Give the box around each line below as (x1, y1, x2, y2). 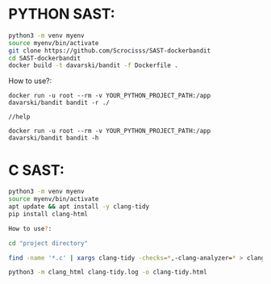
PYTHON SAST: (8, 5, 115, 23)
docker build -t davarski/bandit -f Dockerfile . (8, 61, 179, 69)
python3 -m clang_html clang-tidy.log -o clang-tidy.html (8, 268, 207, 277)
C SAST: (8, 161, 65, 179)
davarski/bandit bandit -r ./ (8, 98, 110, 107)
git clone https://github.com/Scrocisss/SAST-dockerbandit (8, 46, 211, 55)
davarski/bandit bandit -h (8, 134, 99, 142)
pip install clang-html (8, 210, 89, 218)
